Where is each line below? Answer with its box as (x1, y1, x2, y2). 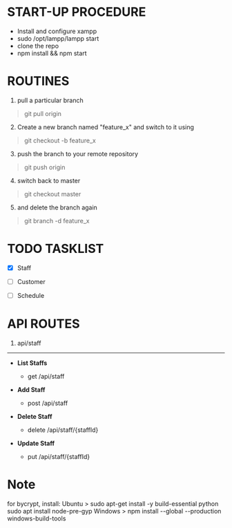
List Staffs (17, 359, 48, 367)
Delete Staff (17, 412, 53, 420)
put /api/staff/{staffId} (27, 452, 90, 460)
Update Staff (17, 439, 55, 447)
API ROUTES (7, 316, 81, 332)
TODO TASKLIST (7, 241, 104, 256)
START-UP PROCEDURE (7, 4, 146, 20)
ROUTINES (7, 73, 70, 89)
